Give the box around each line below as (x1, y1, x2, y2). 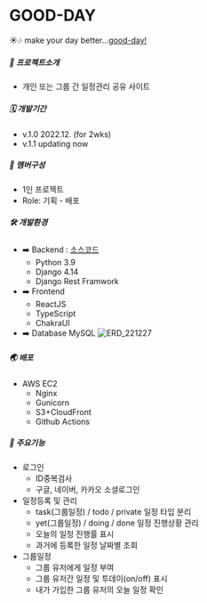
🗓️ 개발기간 (9, 103, 47, 114)
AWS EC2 (21, 378, 58, 388)
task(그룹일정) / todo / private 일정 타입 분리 (35, 506, 192, 517)
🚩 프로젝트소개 (9, 57, 60, 68)
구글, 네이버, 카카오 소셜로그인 (35, 484, 140, 494)
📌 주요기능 (9, 437, 46, 448)
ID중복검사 (35, 473, 73, 484)
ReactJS (35, 298, 67, 309)
